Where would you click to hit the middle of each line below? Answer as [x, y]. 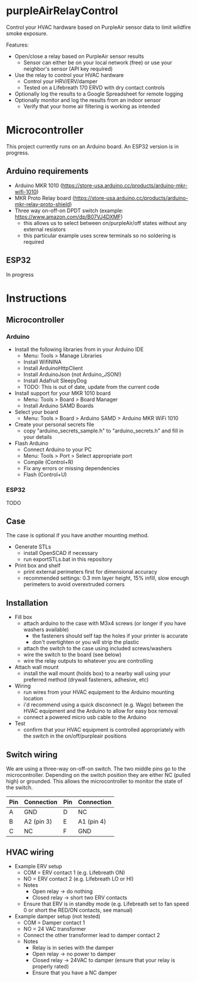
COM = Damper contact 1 [54, 923]
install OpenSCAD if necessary [61, 553]
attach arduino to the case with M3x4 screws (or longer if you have [105, 623]
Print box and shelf [37, 566]
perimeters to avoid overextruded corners [74, 584]
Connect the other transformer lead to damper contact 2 [92, 935]
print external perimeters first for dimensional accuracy [90, 572]
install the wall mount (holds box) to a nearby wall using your [97, 673]
